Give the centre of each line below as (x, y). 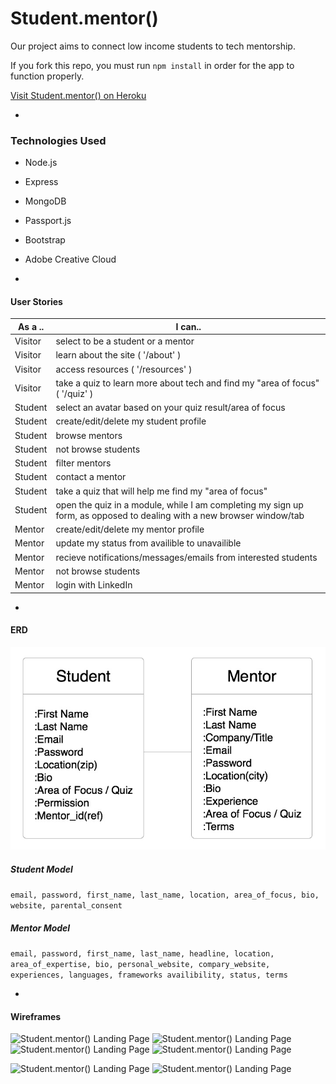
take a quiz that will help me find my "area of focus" (161, 491)
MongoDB (45, 201)
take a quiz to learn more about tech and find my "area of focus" (187, 383)
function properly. (47, 76)
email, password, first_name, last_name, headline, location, (142, 954)
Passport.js (48, 221)
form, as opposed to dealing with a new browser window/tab (180, 515)
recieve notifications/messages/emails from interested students (186, 557)
